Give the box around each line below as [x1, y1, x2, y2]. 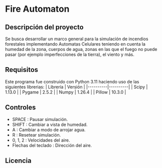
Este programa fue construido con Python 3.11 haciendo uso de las [5, 78, 139, 84]
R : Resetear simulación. [12, 132, 61, 138]
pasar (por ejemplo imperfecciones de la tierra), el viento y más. [5, 51, 135, 57]
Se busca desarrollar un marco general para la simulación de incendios [5, 36, 148, 42]
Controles [5, 103, 36, 112]
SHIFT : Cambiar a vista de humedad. [12, 121, 88, 127]
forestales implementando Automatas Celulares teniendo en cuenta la [5, 41, 146, 47]
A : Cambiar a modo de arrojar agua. [12, 126, 86, 133]
